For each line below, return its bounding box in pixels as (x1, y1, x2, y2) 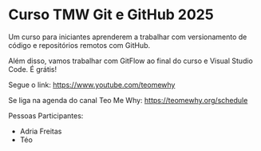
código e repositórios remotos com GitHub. (8, 40, 150, 50)
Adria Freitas (19, 126, 62, 136)
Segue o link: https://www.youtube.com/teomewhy (8, 80, 176, 89)
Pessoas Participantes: (8, 110, 84, 121)
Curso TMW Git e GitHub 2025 (8, 6, 214, 24)
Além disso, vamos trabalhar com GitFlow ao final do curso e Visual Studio (8, 56, 253, 66)
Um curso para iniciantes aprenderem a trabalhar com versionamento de (8, 32, 247, 42)
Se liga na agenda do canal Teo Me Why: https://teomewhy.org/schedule (8, 95, 248, 105)
